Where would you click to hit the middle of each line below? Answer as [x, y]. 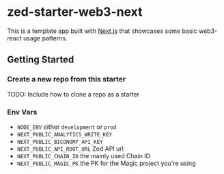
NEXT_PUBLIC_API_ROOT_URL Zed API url [70, 149]
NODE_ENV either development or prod [67, 127]
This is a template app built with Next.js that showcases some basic [102, 31]
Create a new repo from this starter [67, 79]
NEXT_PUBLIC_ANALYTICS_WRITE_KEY [65, 134]
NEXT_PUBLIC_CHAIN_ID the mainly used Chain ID [84, 156]
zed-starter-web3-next [75, 12]
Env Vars [22, 112]
